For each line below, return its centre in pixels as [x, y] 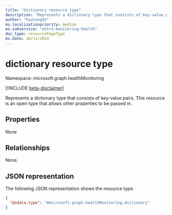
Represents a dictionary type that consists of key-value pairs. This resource [85, 98]
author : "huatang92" [27, 19]
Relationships [28, 148]
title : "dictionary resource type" [43, 10]
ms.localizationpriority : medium [41, 24]
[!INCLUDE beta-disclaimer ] [35, 88]
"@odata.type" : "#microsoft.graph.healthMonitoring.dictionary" [80, 203]
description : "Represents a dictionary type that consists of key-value [84, 15]
